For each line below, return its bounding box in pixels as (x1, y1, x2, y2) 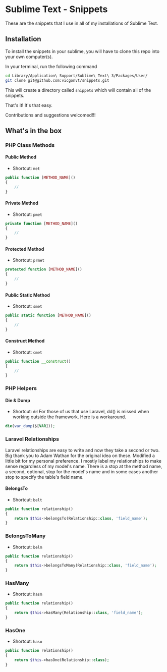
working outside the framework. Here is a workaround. (12, 414, 126, 420)
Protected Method (5, 246, 44, 252)
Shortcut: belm (12, 544, 42, 550)
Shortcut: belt (12, 496, 42, 502)
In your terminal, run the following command (5, 63, 97, 69)
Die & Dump (5, 397, 30, 403)
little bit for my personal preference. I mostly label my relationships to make (5, 458, 161, 464)
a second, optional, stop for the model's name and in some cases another (5, 468, 158, 475)
